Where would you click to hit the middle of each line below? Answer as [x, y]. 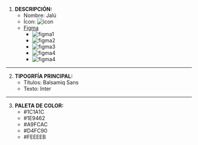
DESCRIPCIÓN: [33, 9]
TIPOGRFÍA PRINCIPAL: [44, 76]
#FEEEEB [34, 137]
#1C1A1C [34, 112]
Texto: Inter [37, 89]
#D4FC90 [35, 131]
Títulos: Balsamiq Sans [51, 82]
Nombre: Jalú [40, 15]
